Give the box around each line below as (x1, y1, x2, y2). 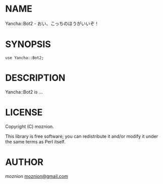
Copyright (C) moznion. (5, 123, 54, 129)
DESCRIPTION (5, 72, 66, 84)
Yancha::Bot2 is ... (5, 89, 43, 95)
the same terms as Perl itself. (5, 138, 66, 144)
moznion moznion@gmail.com (5, 173, 68, 179)
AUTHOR (5, 156, 44, 168)
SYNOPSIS (5, 39, 51, 50)
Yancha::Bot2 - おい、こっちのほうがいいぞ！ (5, 20, 99, 26)
